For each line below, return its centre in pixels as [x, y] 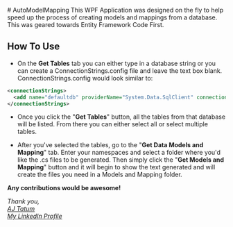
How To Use [34, 47]
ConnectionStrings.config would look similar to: [85, 78]
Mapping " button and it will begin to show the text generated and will [116, 167]
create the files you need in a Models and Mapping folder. [100, 175]
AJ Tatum [21, 209]
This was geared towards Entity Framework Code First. [86, 25]
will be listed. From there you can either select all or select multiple [112, 124]
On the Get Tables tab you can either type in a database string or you [116, 63]
